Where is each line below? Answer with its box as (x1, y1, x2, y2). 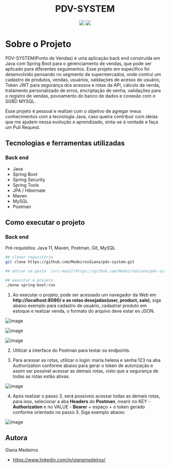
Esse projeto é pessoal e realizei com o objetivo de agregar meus (5, 108, 142, 114)
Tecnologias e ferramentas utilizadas (5, 139, 125, 148)
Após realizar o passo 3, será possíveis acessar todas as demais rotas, (12, 393, 160, 399)
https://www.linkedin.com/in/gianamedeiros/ (12, 457, 106, 463)
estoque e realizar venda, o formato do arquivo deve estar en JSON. (12, 308, 155, 314)
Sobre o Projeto (5, 39, 72, 50)
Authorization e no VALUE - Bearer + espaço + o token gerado (12, 404, 145, 410)
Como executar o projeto (5, 218, 85, 226)
